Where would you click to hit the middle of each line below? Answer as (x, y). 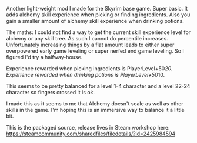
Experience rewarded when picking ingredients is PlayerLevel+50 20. (89, 69)
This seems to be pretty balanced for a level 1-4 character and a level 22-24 (98, 86)
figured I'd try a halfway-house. (44, 57)
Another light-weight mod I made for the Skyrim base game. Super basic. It (97, 8)
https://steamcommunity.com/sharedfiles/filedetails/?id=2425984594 (91, 134)
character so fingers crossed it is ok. (51, 92)
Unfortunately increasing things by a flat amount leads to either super (90, 45)
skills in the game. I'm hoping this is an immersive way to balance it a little (95, 110)
